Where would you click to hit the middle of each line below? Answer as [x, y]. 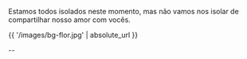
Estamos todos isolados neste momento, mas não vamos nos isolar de [123, 11]
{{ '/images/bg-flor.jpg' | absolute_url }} [73, 35]
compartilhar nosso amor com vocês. [70, 20]
